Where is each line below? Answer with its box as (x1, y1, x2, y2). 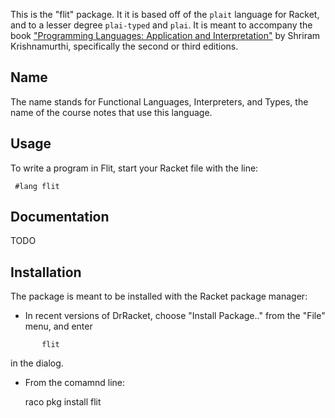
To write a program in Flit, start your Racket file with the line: (10, 162, 259, 174)
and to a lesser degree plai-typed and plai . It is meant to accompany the (10, 19, 313, 31)
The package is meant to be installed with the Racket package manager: (10, 290, 308, 303)
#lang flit (14, 181, 60, 191)
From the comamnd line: (24, 377, 126, 389)
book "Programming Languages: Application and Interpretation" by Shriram (10, 30, 321, 41)
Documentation (10, 209, 110, 226)
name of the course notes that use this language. (10, 106, 213, 118)
